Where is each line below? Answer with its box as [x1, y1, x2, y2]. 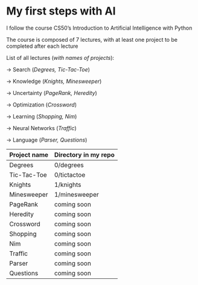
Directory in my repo [54, 150, 115, 159]
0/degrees [54, 160, 85, 169]
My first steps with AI [6, 4, 116, 18]
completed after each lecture [6, 42, 78, 50]
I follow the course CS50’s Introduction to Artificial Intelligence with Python [6, 24, 193, 31]
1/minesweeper [54, 190, 99, 198]
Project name [9, 150, 49, 159]
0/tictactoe [54, 171, 86, 179]
